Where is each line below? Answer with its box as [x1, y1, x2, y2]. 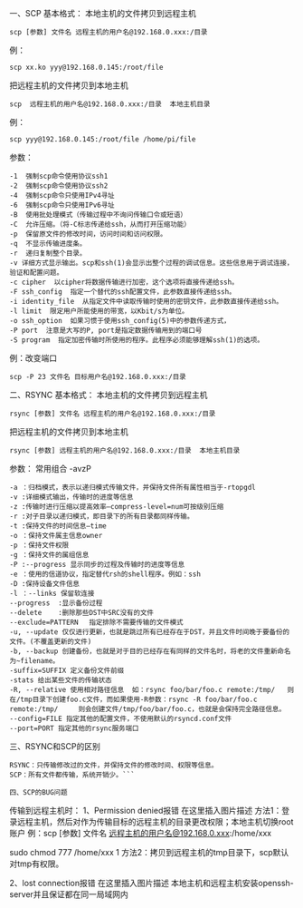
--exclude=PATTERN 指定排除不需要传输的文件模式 [9, 618, 184, 627]
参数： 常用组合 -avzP [9, 464, 92, 474]
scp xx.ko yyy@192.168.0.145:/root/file [9, 63, 165, 72]
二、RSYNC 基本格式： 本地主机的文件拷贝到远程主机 [9, 389, 208, 400]
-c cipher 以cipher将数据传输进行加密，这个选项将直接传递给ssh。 [9, 278, 239, 287]
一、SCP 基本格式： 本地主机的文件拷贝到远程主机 [9, 8, 197, 18]
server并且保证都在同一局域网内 [9, 889, 129, 900]
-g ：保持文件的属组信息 [9, 551, 90, 560]
